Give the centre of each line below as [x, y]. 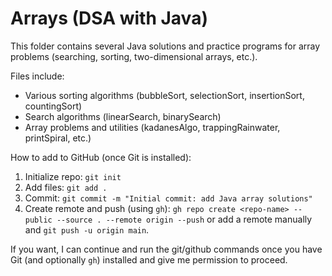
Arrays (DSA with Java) [109, 18]
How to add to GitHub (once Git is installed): [101, 157]
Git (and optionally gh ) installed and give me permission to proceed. [149, 259]
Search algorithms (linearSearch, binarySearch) [123, 116]
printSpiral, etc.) [58, 138]
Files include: [37, 76]
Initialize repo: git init [73, 176]
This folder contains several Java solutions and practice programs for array [165, 46]
